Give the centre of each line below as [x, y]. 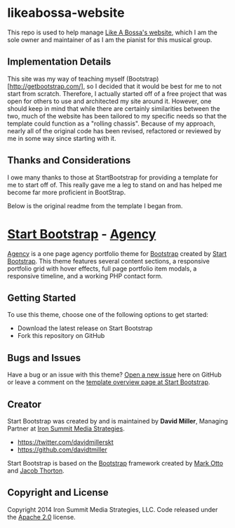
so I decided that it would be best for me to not [154, 86]
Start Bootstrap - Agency [82, 234]
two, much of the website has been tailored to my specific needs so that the [117, 116]
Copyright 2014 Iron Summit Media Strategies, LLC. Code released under [113, 509]
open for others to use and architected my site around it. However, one [109, 101]
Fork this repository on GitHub [61, 336]
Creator [25, 404]
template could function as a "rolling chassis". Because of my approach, [112, 123]
